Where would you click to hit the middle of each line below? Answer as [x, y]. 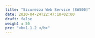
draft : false [19, 19]
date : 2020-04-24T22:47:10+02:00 [40, 14]
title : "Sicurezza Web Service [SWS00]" [48, 10]
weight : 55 [17, 23]
